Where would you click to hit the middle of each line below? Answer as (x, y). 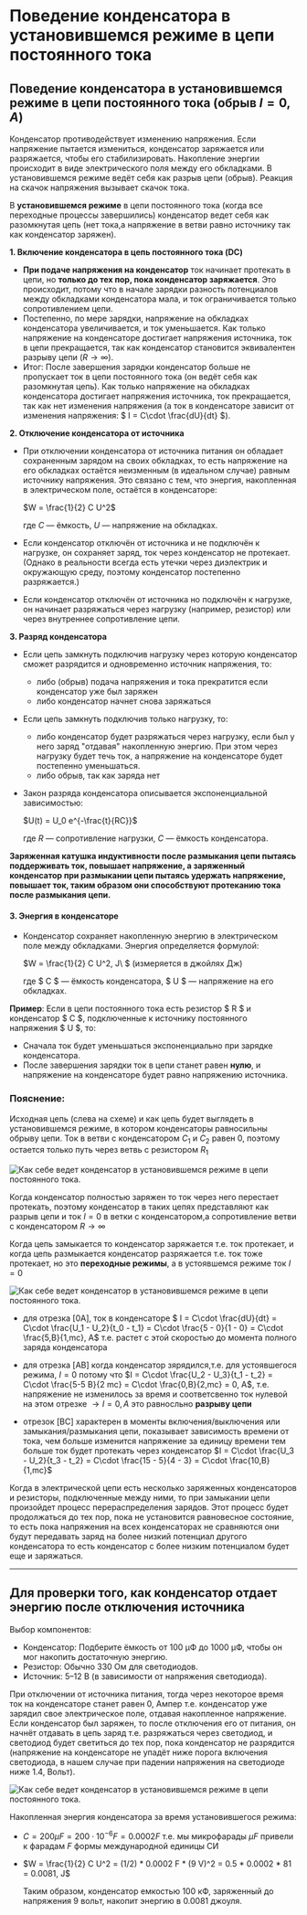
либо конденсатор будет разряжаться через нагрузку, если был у (165, 736)
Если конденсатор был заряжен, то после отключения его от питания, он (153, 1723)
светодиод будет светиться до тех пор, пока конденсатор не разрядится (152, 1742)
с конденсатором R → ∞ (58, 1227)
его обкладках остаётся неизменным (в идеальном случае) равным (156, 470)
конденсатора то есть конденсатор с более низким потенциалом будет (149, 1547)
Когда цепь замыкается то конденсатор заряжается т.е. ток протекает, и (152, 1244)
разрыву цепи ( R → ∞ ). (68, 357)
